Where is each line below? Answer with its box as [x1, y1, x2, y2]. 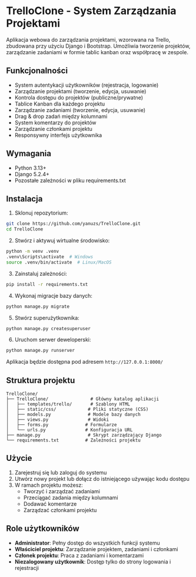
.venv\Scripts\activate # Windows [6, 254, 94, 260]
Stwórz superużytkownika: [14, 314, 79, 321]
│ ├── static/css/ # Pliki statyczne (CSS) [6, 407, 149, 413]
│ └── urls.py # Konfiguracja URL [6, 427, 133, 433]
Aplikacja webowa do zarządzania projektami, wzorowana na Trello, [6, 36, 171, 43]
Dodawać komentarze [23, 500, 77, 507]
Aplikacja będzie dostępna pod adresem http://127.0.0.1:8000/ [6, 358, 164, 365]
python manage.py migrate [6, 304, 69, 309]
